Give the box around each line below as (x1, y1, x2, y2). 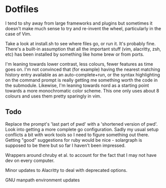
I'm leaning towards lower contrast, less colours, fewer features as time (5, 61, 153, 67)
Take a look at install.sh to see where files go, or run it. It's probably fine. (5, 40, 156, 46)
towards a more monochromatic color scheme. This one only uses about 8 (5, 87, 159, 93)
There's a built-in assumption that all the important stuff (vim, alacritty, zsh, (5, 46, 161, 52)
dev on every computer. (5, 157, 55, 163)
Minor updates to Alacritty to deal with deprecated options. (5, 167, 127, 173)
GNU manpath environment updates (5, 177, 80, 183)
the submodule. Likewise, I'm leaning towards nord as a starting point (5, 82, 149, 88)
